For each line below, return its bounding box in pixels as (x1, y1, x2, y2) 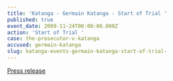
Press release (7, 66, 46, 75)
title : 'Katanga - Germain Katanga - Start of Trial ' (7, 10, 168, 17)
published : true (7, 16, 54, 23)
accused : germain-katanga (7, 42, 81, 48)
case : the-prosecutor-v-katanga (7, 35, 100, 42)
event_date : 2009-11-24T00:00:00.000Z (7, 22, 118, 29)
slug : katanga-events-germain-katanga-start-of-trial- (7, 48, 168, 55)
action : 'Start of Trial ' (7, 29, 84, 36)
